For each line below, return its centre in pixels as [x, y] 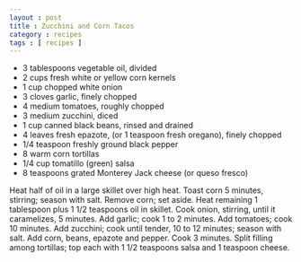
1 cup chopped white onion [72, 87]
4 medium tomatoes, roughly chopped [93, 106]
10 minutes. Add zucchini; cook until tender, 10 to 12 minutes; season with [146, 229]
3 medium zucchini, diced [70, 116]
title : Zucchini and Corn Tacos [72, 26]
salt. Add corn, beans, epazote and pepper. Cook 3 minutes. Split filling [141, 238]
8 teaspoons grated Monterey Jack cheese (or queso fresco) [135, 173]
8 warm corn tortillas [61, 154]
